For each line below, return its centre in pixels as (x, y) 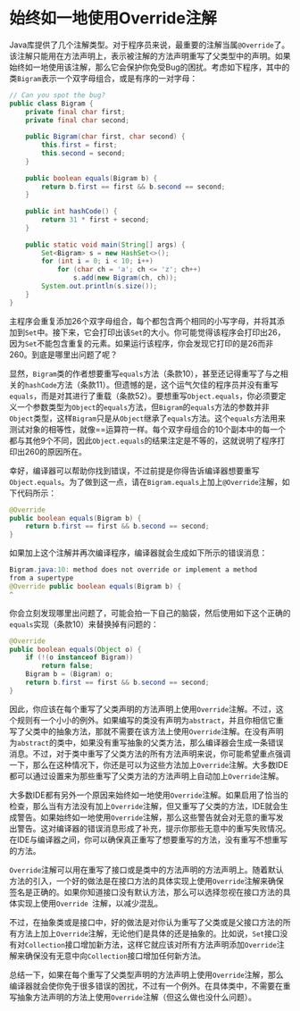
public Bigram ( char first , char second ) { (105, 137)
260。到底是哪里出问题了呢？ (64, 355)
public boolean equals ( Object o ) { (75, 649)
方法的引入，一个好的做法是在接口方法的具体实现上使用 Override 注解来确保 (146, 881)
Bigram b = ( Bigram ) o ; (70, 674)
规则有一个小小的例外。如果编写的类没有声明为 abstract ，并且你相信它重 (150, 720)
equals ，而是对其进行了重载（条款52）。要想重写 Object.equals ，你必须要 (144, 396)
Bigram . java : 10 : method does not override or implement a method (133, 570)
